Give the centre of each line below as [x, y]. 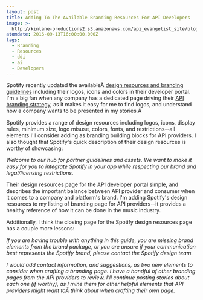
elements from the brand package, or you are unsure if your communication [101, 247]
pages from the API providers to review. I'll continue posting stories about [98, 278]
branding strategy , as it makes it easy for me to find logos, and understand [99, 105]
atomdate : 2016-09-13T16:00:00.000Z [52, 34]
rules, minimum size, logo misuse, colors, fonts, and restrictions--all [91, 129]
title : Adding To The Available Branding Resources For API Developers [98, 18]
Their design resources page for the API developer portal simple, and [92, 184]
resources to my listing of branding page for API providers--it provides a [96, 204]
